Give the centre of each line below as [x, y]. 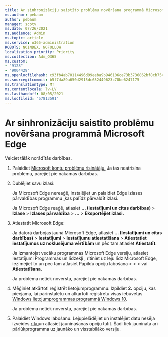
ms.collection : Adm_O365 [31, 56]
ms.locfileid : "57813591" [32, 98]
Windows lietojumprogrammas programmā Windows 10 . [70, 299]
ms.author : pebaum [24, 15]
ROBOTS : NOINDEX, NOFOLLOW [33, 47]
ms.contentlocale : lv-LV [31, 89]
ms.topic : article [24, 38]
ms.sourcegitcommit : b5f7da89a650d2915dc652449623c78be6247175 [72, 80]
